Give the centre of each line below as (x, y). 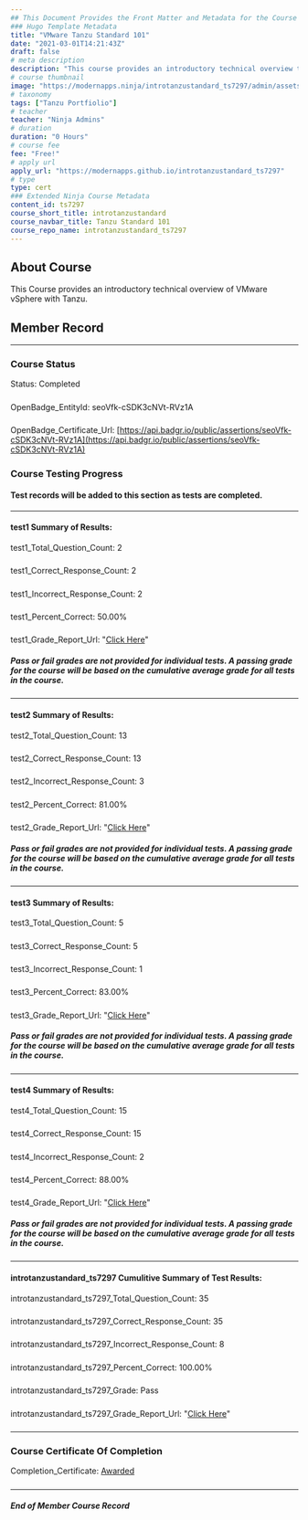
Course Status (43, 364)
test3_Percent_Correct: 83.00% (69, 992)
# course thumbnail (48, 78)
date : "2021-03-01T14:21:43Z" (68, 43)
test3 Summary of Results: (62, 902)
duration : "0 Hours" (50, 137)
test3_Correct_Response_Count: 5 (74, 945)
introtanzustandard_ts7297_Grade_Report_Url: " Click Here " (121, 1413)
